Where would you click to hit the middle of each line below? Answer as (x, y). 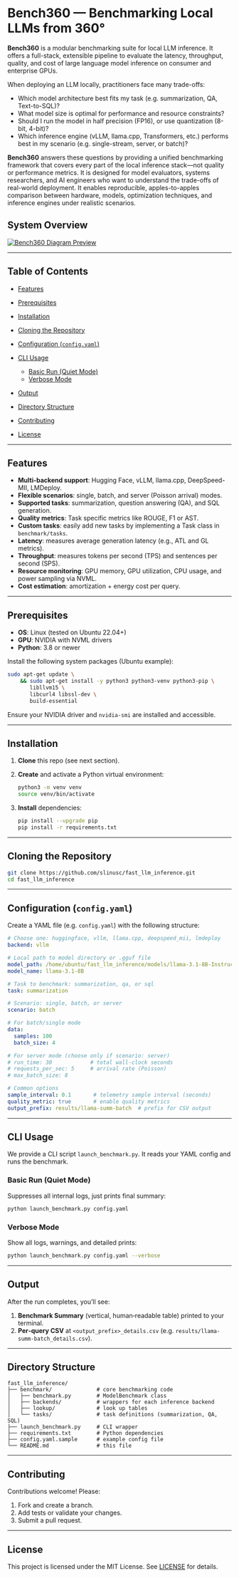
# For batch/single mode (44, 1023)
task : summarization (38, 991)
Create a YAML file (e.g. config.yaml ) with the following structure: (103, 925)
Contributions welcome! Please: (54, 1491)
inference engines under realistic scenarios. (72, 203)
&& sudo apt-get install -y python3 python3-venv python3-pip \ (117, 681)
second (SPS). (39, 563)
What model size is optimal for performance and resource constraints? (121, 113)
